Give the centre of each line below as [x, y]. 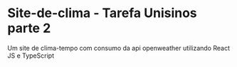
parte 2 [29, 28]
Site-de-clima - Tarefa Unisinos [102, 13]
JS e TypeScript [31, 56]
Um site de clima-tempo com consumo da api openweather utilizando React [118, 48]
